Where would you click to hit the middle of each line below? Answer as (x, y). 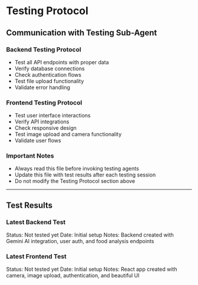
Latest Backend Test (36, 222)
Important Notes (30, 156)
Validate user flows (38, 140)
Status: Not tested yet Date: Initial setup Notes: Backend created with (90, 235)
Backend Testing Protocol (44, 50)
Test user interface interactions (52, 116)
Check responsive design (45, 128)
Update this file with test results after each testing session (85, 175)
